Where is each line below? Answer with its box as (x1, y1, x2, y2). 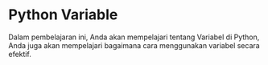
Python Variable (8, 6, 118, 24)
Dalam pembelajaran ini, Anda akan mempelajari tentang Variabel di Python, (8, 32, 260, 42)
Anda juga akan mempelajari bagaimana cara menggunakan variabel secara (8, 40, 260, 50)
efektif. (8, 49, 32, 59)
